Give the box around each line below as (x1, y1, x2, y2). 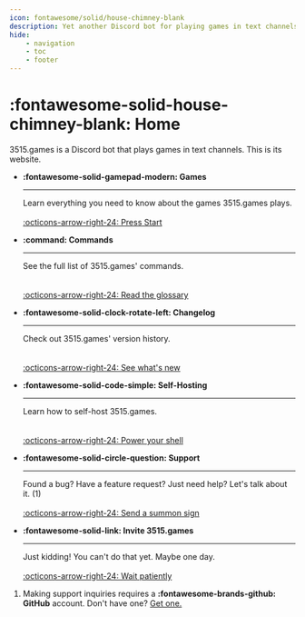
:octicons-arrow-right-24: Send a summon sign (22, 507, 200, 518)
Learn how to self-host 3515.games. (22, 405, 157, 416)
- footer (25, 55, 59, 65)
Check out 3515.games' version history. (22, 333, 171, 343)
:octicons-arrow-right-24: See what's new (22, 362, 181, 373)
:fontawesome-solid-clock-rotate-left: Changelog (22, 306, 216, 318)
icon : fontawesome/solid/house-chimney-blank (9, 13, 184, 23)
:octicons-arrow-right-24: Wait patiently (22, 570, 172, 582)
